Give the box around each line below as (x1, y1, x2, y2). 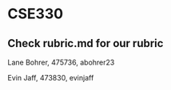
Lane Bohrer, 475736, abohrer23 (7, 57, 115, 67)
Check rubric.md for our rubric (7, 37, 164, 50)
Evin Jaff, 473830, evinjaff (7, 73, 94, 82)
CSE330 (7, 5, 64, 23)
